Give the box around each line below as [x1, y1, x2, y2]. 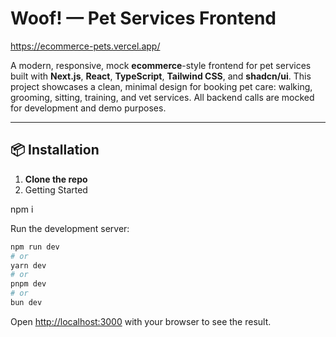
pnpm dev [10, 279, 47, 289]
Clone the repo [24, 173, 88, 185]
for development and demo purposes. [10, 102, 167, 114]
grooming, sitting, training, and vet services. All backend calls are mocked [10, 91, 315, 103]
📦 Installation [10, 142, 100, 159]
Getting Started [24, 183, 88, 196]
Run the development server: [10, 222, 130, 234]
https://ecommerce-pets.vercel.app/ [10, 40, 161, 52]
